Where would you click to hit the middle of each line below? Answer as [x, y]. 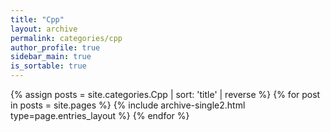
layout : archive [44, 29]
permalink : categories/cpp [66, 38]
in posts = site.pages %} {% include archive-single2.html [128, 105]
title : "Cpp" [37, 19]
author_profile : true [55, 47]
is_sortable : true [48, 66]
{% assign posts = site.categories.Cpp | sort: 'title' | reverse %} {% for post [165, 94]
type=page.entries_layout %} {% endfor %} [100, 115]
